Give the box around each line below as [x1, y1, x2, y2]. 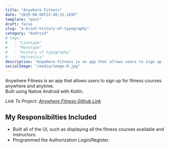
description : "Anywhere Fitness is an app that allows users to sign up [5, 59, 162, 64]
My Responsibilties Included [5, 113, 97, 121]
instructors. [12, 131, 37, 137]
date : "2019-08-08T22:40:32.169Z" [5, 12, 78, 17]
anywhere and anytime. [5, 83, 54, 89]
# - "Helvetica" [5, 54, 44, 60]
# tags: [5, 36, 22, 41]
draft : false [5, 21, 33, 27]
